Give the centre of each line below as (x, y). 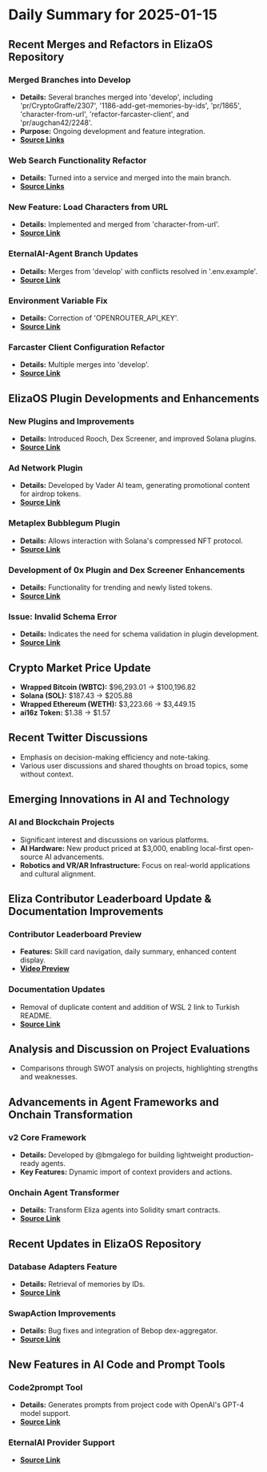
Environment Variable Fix (58, 300)
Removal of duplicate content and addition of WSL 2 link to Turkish (130, 1006)
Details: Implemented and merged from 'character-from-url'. (120, 224)
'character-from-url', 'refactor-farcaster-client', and (104, 114)
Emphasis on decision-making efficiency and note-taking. (115, 757)
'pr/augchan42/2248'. (56, 123)
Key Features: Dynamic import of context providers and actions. (126, 1172)
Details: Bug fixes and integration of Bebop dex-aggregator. (119, 1331)
